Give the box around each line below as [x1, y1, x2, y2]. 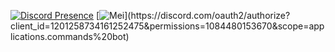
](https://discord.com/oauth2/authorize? [124, 10, 291, 21]
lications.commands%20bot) [10, 31, 130, 42]
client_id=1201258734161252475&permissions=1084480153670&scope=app [10, 20, 325, 32]
